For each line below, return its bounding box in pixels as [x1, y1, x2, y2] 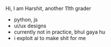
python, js [13, 16, 38, 23]
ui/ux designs [13, 23, 47, 29]
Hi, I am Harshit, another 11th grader [5, 5, 91, 12]
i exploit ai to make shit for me [13, 35, 86, 41]
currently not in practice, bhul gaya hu [13, 28, 106, 35]
